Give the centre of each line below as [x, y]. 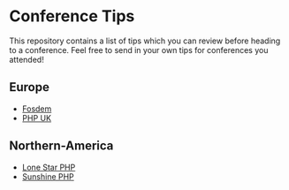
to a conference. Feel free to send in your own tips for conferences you [139, 49]
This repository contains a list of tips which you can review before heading [145, 41]
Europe [30, 87]
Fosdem [37, 109]
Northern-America [61, 146]
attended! [27, 59]
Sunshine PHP [48, 176]
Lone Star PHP [49, 167]
